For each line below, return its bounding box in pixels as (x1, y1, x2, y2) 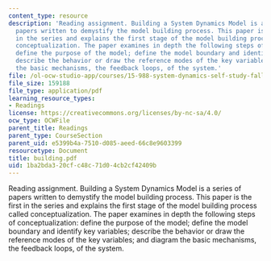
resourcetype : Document (8, 147, 89, 155)
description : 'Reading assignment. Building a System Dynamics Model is (8, 19, 258, 27)
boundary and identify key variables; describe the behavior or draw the (8, 226, 245, 236)
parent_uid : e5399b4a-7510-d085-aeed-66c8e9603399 (8, 139, 182, 147)
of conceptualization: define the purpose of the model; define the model (8, 218, 248, 228)
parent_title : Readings (8, 124, 89, 132)
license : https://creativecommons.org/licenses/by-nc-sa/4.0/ (8, 110, 222, 118)
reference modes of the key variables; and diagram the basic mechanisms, (8, 235, 256, 245)
